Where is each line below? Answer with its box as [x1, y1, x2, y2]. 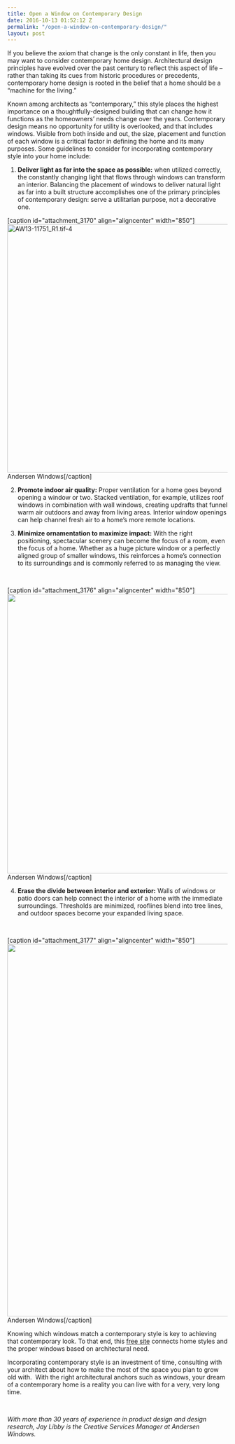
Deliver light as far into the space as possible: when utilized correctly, [17, 165, 222, 174]
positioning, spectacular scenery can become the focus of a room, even [17, 537, 225, 545]
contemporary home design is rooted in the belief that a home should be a [7, 79, 222, 88]
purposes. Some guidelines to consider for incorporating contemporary [7, 144, 213, 153]
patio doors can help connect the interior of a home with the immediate [17, 894, 222, 903]
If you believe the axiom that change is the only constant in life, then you [7, 49, 216, 57]
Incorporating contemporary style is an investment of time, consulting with [7, 1358, 222, 1367]
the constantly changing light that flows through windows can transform [17, 173, 225, 182]
